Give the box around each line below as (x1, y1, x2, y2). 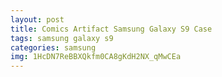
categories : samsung (10, 42, 97, 53)
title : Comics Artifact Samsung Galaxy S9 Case (10, 24, 213, 34)
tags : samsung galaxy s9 (10, 33, 114, 43)
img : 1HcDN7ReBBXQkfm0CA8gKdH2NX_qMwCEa (10, 52, 182, 62)
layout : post (10, 14, 65, 25)
